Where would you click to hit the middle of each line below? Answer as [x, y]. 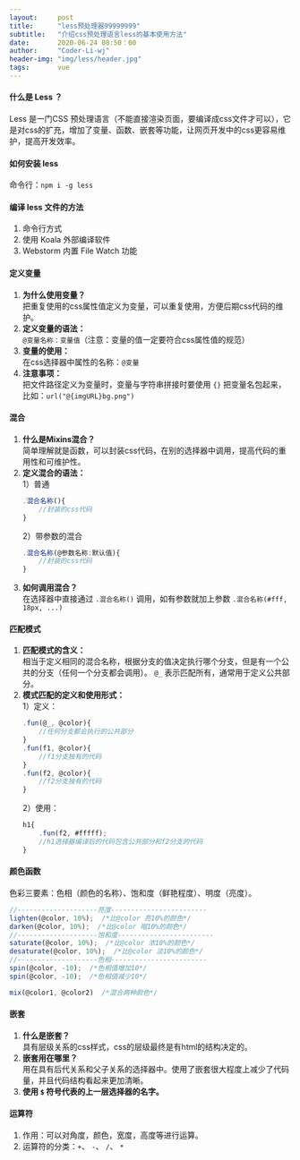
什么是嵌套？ [46, 1036]
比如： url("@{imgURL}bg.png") [78, 396]
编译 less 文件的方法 [47, 207]
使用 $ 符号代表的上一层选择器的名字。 [93, 1091]
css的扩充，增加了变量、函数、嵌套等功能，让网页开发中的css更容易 [151, 130]
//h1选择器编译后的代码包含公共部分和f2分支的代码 [121, 841]
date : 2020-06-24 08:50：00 [73, 43]
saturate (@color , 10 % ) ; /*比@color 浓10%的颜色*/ [102, 943]
